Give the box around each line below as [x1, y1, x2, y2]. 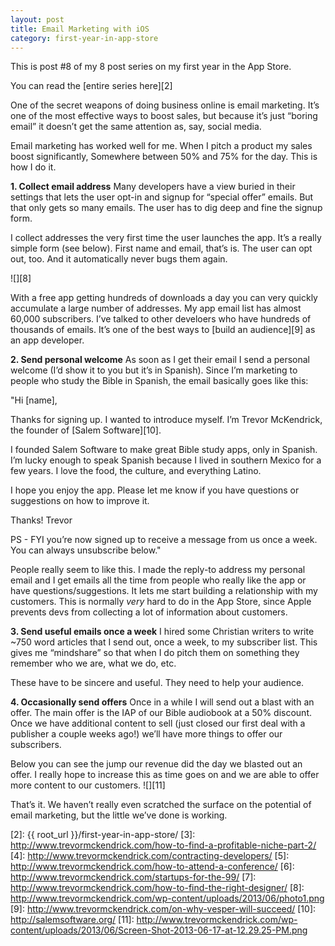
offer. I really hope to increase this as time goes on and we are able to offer [10, 769, 320, 781]
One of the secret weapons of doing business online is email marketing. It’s [10, 99, 320, 111]
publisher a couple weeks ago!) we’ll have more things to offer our [10, 728, 283, 740]
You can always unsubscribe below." [10, 544, 162, 556]
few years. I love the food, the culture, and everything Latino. [10, 465, 262, 477]
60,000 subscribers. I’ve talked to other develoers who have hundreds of [10, 313, 312, 325]
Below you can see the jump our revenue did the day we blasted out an [10, 758, 303, 770]
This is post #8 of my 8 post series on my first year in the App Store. [10, 61, 292, 73]
